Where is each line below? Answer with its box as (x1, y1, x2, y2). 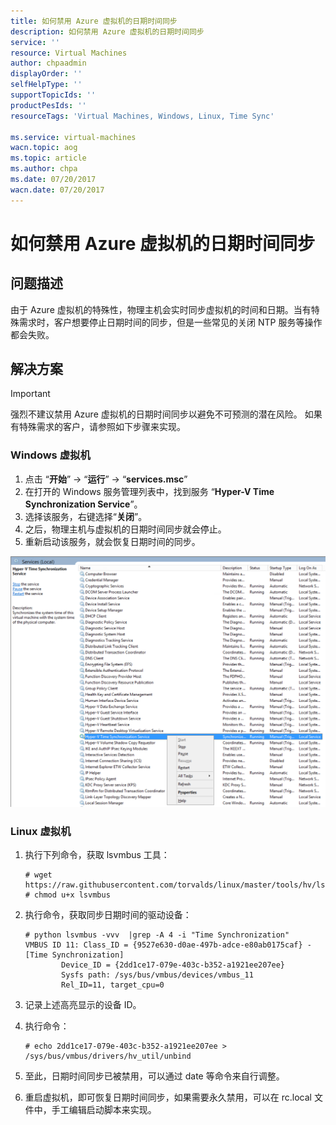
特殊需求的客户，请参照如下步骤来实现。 (18, 421, 186, 433)
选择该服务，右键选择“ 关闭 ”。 (24, 510, 148, 522)
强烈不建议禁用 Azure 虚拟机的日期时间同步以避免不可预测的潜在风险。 (10, 408, 303, 420)
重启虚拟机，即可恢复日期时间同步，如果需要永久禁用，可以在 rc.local (24, 1091, 312, 1104)
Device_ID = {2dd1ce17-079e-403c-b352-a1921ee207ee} (61, 960, 286, 970)
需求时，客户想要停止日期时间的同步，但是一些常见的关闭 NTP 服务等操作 (18, 316, 323, 328)
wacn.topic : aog (10, 143, 78, 153)
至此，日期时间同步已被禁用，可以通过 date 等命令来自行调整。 (24, 1070, 285, 1082)
